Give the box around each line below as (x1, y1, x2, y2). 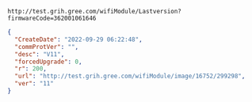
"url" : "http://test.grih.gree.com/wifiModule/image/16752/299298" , (14, 72, 246, 81)
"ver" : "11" (14, 80, 55, 88)
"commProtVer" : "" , (14, 43, 79, 51)
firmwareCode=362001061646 (7, 14, 97, 22)
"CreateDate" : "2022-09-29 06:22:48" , (14, 36, 143, 43)
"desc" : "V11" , (14, 50, 65, 59)
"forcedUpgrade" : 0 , (14, 58, 82, 66)
